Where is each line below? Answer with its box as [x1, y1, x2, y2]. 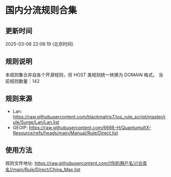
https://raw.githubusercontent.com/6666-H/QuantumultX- [29, 124, 152, 130]
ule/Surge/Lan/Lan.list [12, 119, 60, 125]
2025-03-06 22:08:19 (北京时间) [5, 41, 74, 47]
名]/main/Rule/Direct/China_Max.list [5, 166, 81, 173]
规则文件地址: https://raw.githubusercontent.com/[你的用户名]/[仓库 [5, 160, 147, 166]
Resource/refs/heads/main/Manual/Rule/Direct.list [12, 130, 118, 136]
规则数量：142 [9, 78, 40, 84]
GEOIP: [12, 124, 28, 130]
